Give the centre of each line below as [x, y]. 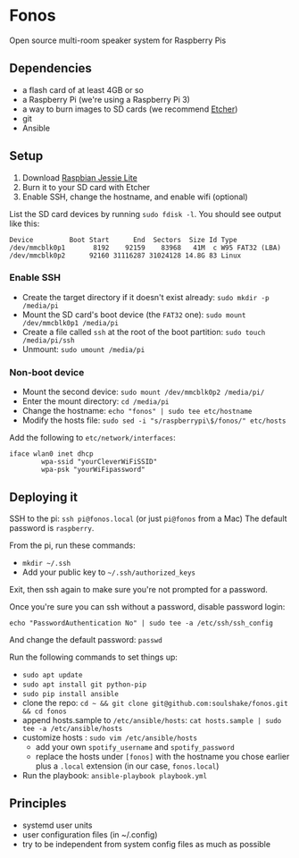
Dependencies [50, 68]
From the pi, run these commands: [72, 545]
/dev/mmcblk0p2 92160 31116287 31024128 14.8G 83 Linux [125, 256]
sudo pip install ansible [70, 694]
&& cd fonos [44, 711]
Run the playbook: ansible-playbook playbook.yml [115, 775]
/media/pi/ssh [48, 341]
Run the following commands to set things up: [94, 657]
